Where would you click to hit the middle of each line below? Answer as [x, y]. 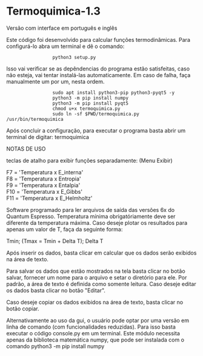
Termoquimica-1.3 [54, 11]
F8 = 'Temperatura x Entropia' [44, 179]
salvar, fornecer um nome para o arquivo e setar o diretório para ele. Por [97, 277]
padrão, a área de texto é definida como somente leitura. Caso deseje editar [101, 284]
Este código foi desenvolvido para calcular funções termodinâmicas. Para [98, 39]
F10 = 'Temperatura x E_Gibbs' [45, 191]
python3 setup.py [74, 57]
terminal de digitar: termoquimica [48, 137]
